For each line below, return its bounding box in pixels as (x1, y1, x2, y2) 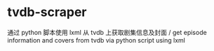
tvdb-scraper (7, 4, 87, 20)
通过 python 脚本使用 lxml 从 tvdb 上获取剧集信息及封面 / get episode (7, 28, 207, 36)
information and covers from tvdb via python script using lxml (7, 36, 186, 44)
